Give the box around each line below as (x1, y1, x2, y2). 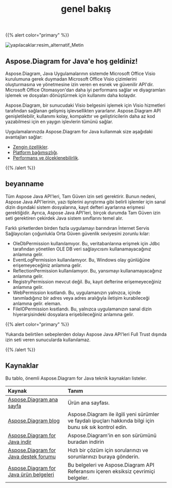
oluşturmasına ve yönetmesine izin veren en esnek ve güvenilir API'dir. (5, 82, 154, 87)
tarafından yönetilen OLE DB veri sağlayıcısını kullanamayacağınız (12, 246, 152, 252)
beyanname (5, 180, 45, 188)
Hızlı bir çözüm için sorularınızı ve (67, 446, 148, 454)
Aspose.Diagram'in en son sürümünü (67, 432, 157, 439)
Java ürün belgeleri (8, 471, 55, 478)
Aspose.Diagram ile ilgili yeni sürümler (67, 411, 160, 418)
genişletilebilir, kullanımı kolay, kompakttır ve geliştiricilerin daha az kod (5, 113, 155, 119)
